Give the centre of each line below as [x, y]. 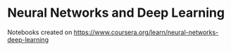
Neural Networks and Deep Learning [116, 13]
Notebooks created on [40, 32]
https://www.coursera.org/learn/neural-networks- [146, 32]
